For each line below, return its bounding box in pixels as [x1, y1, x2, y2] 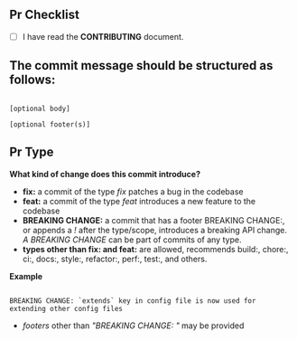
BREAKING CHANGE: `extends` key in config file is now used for [9, 296, 256, 306]
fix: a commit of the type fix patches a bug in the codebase [22, 185, 244, 197]
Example [9, 270, 43, 281]
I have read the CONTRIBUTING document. [22, 31, 184, 42]
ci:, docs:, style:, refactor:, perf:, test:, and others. [22, 253, 208, 264]
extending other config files [9, 304, 124, 313]
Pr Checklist [9, 7, 79, 23]
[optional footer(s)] [9, 119, 91, 129]
